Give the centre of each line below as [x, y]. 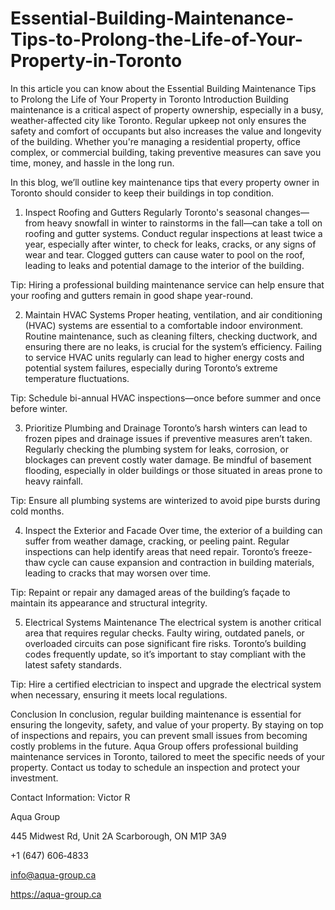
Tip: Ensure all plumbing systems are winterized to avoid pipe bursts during [165, 500]
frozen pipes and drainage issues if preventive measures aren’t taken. [168, 438]
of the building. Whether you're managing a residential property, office [156, 141]
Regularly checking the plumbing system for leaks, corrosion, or [156, 449]
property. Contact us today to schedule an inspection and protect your [155, 767]
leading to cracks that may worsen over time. [118, 573]
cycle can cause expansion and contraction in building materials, [181, 562]
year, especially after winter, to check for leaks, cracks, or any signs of [170, 244]
